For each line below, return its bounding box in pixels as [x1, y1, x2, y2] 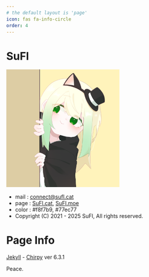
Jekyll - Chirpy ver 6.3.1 [6, 253, 65, 261]
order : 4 [6, 22, 28, 28]
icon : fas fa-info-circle [6, 16, 71, 22]
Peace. [6, 265, 24, 272]
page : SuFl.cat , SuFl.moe [14, 199, 80, 206]
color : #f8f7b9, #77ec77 [14, 206, 77, 213]
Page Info [6, 234, 55, 247]
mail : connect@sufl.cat [14, 193, 74, 200]
